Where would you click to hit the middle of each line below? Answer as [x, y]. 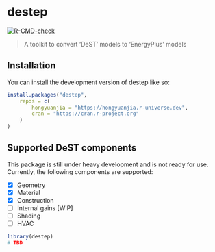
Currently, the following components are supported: [80, 171]
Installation [31, 66]
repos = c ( [35, 101]
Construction [35, 200]
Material [28, 192]
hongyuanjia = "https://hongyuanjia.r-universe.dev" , [110, 108]
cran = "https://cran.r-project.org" [85, 114]
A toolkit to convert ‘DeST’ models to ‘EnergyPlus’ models [105, 44]
